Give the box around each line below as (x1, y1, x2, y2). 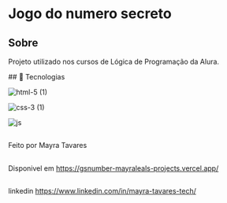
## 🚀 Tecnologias (8, 72, 65, 81)
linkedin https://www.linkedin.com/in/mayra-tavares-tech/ (8, 186, 197, 196)
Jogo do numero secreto (8, 5, 172, 23)
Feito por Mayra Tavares (8, 141, 87, 150)
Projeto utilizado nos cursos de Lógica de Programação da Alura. (8, 57, 219, 66)
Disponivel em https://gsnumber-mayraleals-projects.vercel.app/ (8, 163, 219, 173)
